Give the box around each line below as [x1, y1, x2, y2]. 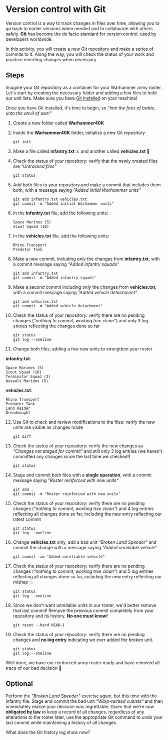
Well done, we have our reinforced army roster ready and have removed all [5, 659, 160, 666]
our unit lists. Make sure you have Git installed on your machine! [5, 95, 137, 101]
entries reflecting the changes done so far [12, 323, 100, 329]
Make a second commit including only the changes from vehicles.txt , [12, 284, 156, 290]
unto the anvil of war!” [5, 110, 52, 116]
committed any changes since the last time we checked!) [12, 453, 130, 459]
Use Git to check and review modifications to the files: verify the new [12, 419, 155, 425]
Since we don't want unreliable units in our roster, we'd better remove [12, 602, 156, 608]
